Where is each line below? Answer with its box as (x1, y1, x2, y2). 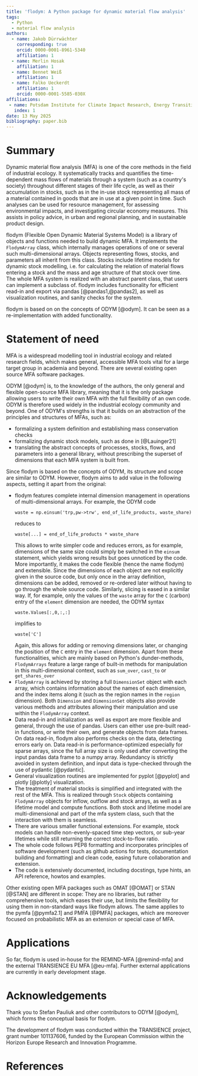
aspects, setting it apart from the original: (6, 481, 107, 487)
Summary (6, 144, 55, 157)
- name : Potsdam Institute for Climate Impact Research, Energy (8, 102, 170, 108)
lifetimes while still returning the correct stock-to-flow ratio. (14, 835, 160, 842)
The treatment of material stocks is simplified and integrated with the (14, 785, 183, 792)
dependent (6, 176, 33, 183)
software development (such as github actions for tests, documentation (14, 848, 189, 855)
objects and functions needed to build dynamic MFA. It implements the (6, 237, 178, 245)
